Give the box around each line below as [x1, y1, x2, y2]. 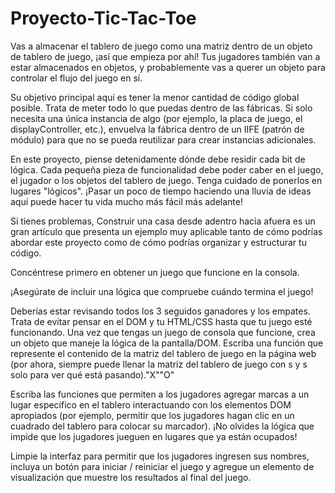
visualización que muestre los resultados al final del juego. [10, 471, 252, 483]
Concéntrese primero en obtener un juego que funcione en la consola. [10, 266, 300, 278]
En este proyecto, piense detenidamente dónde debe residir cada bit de [10, 153, 306, 165]
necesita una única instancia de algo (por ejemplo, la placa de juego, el [10, 112, 303, 124]
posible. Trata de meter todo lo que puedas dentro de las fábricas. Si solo [10, 102, 313, 114]
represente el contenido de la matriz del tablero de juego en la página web [10, 347, 317, 359]
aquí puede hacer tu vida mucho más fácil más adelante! [10, 195, 244, 207]
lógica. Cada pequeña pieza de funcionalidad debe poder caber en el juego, [10, 163, 324, 176]
